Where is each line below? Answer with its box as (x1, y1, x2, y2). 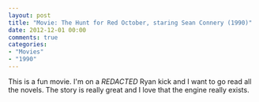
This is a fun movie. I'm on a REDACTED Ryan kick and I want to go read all (8, 76, 252, 86)
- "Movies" (8, 48, 44, 56)
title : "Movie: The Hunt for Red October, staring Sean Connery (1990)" (8, 19, 253, 27)
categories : (8, 41, 47, 49)
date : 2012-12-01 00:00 (8, 26, 87, 34)
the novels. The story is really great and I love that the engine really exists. (8, 85, 250, 94)
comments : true (8, 33, 58, 42)
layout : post (8, 11, 51, 20)
